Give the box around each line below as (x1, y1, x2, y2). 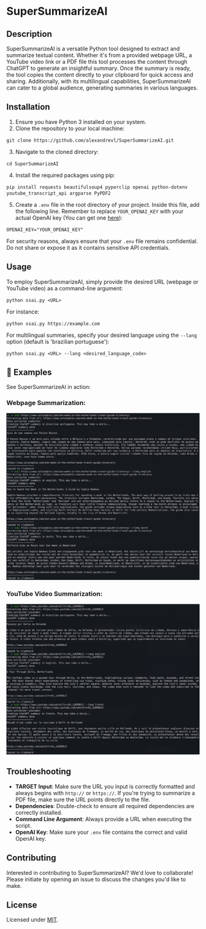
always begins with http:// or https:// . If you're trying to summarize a (15, 789, 195, 796)
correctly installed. (15, 809, 63, 816)
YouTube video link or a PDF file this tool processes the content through (6, 58, 188, 65)
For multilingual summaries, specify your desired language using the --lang (6, 331, 197, 339)
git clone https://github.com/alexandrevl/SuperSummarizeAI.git (6, 137, 174, 144)
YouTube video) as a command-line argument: (6, 284, 123, 292)
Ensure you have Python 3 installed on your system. (15, 118, 147, 125)
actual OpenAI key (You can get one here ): (15, 214, 123, 222)
